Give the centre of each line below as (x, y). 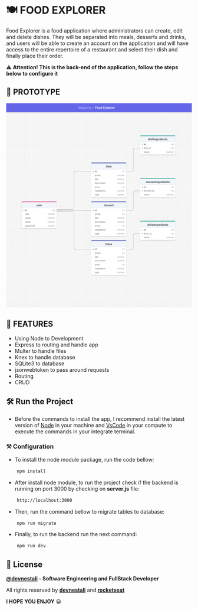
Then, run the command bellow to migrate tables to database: (90, 511)
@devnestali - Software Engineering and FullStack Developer (82, 579)
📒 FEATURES (30, 324)
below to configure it (32, 73)
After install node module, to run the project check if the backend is (96, 482)
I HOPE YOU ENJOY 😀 (34, 602)
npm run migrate (37, 523)
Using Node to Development (49, 338)
